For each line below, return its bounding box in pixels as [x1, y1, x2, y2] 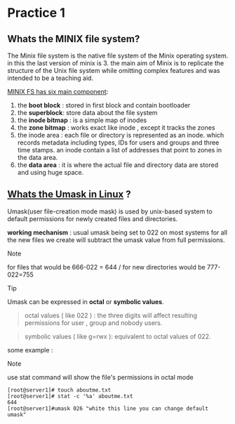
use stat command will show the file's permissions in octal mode [7, 373, 194, 381]
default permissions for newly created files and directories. [7, 214, 178, 223]
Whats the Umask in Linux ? [7, 188, 131, 201]
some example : [7, 345, 53, 354]
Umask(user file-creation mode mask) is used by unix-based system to [7, 207, 213, 216]
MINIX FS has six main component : [7, 88, 109, 95]
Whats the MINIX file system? [7, 33, 140, 45]
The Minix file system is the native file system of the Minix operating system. [7, 51, 229, 60]
